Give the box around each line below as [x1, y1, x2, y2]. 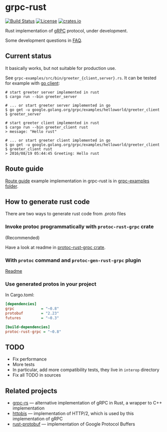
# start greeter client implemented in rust [5, 120, 99, 125]
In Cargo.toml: [5, 292, 34, 298]
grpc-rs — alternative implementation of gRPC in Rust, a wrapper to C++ [12, 400, 162, 406]
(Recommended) [5, 234, 40, 241]
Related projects [5, 387, 57, 395]
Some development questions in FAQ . [5, 37, 82, 43]
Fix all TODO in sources [12, 372, 61, 378]
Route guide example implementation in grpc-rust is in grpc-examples [5, 178, 149, 184]
